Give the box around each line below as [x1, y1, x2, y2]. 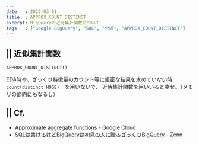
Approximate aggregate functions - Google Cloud [14, 124, 136, 131]
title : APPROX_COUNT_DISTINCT [6, 14, 86, 20]
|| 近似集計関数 [6, 49, 61, 59]
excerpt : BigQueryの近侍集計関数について [6, 20, 100, 25]
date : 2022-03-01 [6, 8, 58, 15]
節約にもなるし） [16, 91, 58, 98]
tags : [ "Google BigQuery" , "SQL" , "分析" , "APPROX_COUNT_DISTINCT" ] [6, 25, 186, 31]
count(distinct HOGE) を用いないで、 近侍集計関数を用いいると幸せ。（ [6, 84, 183, 91]
